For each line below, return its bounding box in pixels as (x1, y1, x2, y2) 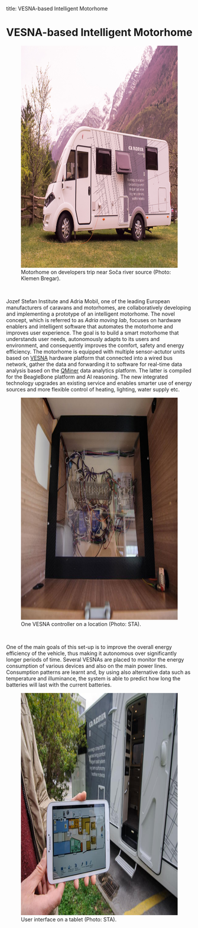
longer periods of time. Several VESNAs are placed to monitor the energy (6, 656, 184, 663)
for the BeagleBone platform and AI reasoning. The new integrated (6, 373, 168, 380)
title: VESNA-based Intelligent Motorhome (6, 5, 108, 12)
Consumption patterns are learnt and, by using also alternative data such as (6, 669, 191, 676)
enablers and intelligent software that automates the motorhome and (6, 323, 173, 330)
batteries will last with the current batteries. (6, 681, 112, 688)
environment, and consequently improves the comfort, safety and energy (6, 342, 184, 349)
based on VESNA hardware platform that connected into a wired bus (6, 354, 173, 361)
